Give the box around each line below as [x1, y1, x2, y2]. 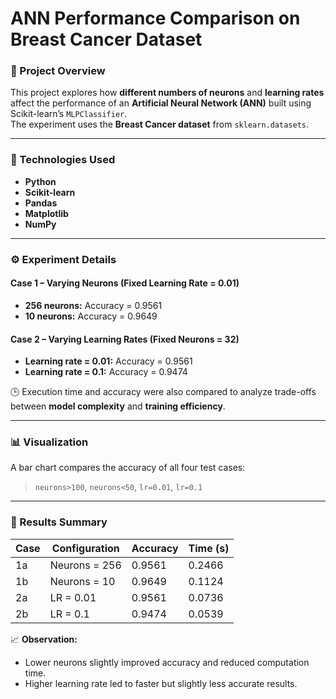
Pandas [24, 197, 58, 209]
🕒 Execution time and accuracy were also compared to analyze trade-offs [10, 386, 317, 398]
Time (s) [188, 541, 230, 555]
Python [24, 175, 57, 187]
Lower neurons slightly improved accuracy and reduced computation [24, 656, 310, 668]
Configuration [51, 541, 120, 555]
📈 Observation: [10, 633, 78, 645]
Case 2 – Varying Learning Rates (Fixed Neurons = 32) [10, 333, 240, 345]
